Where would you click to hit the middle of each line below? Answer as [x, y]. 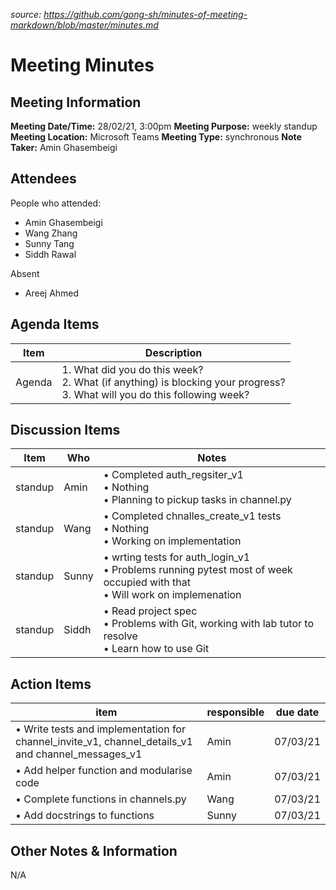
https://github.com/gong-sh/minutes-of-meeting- [145, 14]
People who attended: [56, 203]
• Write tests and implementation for [100, 729]
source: [26, 14]
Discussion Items [65, 430]
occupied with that [147, 582]
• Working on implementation [172, 541]
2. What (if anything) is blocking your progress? [173, 382]
